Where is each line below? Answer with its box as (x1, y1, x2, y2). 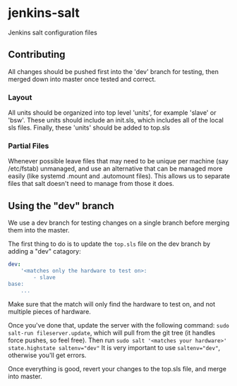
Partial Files (8, 141, 49, 151)
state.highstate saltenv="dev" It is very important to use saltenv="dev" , (8, 343, 221, 351)
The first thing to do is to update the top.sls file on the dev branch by (8, 239, 211, 248)
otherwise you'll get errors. (8, 351, 87, 359)
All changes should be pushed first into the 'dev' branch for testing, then (8, 67, 219, 75)
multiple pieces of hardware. (8, 307, 91, 316)
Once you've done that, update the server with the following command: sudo (8, 320, 230, 329)
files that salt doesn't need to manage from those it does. (8, 180, 175, 188)
